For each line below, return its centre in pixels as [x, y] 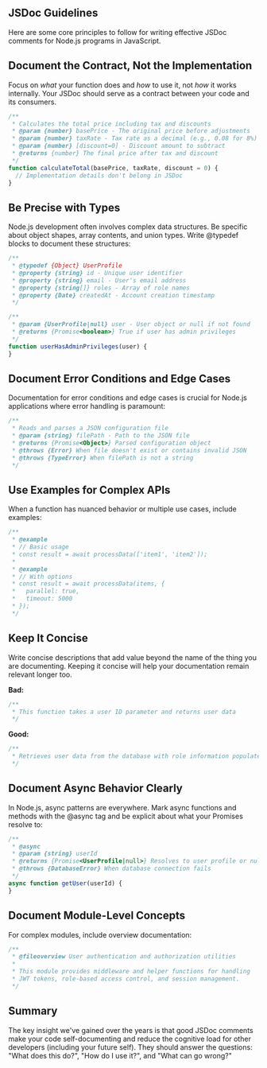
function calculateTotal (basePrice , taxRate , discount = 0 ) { [113, 168]
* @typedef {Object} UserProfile [67, 266]
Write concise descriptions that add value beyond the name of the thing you [132, 657]
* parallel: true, [46, 592]
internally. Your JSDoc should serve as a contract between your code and [129, 93]
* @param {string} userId [54, 854]
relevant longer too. [41, 674]
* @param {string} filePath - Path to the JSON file [101, 436]
